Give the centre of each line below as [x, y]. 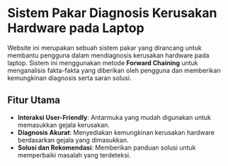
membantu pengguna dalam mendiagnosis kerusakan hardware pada [108, 55]
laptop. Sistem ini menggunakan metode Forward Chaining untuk [103, 62]
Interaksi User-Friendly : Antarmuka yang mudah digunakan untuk [114, 117]
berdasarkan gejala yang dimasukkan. [73, 140]
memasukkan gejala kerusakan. [63, 125]
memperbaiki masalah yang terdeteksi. [74, 155]
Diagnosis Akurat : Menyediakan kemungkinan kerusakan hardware [116, 132]
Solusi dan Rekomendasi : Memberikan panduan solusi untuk [107, 148]
